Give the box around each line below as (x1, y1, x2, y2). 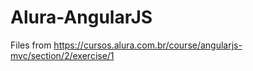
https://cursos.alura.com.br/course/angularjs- (53, 39, 243, 51)
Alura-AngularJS (10, 6, 153, 29)
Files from (10, 39, 52, 51)
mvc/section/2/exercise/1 (10, 49, 115, 61)
